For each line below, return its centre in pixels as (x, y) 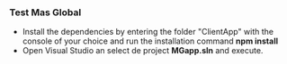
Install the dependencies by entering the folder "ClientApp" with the (148, 32)
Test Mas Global (45, 12)
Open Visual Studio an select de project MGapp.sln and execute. (143, 51)
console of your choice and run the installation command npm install (150, 41)
